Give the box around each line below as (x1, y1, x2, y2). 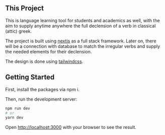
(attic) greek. (5, 28, 32, 34)
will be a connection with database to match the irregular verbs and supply (5, 43, 160, 49)
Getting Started (5, 73, 55, 82)
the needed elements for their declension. (5, 48, 92, 54)
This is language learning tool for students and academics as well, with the (5, 17, 160, 23)
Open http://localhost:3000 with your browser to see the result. (5, 124, 137, 130)
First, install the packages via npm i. (5, 86, 79, 92)
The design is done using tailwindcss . (5, 58, 84, 64)
